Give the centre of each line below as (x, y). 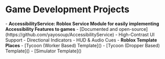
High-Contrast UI (137, 34)
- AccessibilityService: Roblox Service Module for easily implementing (82, 24)
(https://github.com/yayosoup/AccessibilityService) (60, 34)
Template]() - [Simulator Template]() (44, 51)
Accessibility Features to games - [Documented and (61, 29)
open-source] (133, 29)
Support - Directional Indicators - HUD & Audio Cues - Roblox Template (81, 40)
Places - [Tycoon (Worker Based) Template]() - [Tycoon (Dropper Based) (83, 45)
